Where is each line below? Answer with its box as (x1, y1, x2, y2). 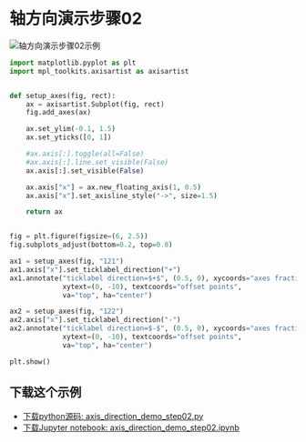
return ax (25, 207, 64, 216)
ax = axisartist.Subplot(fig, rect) (25, 99, 166, 109)
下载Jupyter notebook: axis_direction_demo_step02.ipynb (22, 422, 240, 433)
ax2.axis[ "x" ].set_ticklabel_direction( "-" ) (9, 316, 181, 325)
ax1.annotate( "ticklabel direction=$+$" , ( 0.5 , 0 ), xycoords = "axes (9, 274, 271, 283)
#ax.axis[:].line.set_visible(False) (25, 157, 169, 166)
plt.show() (9, 357, 51, 367)
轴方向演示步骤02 (9, 8, 143, 29)
